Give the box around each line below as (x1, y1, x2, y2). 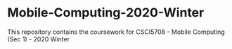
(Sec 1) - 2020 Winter (7, 35, 70, 43)
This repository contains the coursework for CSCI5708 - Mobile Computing (7, 28, 225, 36)
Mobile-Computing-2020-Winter (7, 5, 205, 21)
